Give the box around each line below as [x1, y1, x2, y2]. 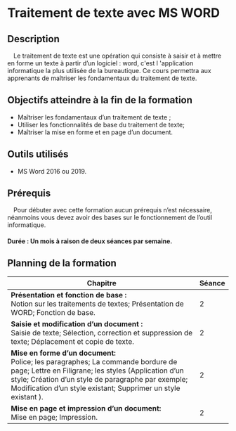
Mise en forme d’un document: [11, 348, 116, 358]
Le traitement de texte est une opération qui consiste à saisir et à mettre [13, 51, 222, 60]
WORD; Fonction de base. [11, 307, 96, 317]
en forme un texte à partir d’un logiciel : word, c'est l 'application [7, 59, 194, 67]
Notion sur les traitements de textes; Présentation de [11, 299, 184, 309]
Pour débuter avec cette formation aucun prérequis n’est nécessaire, [13, 206, 212, 214]
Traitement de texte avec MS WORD [7, 5, 220, 21]
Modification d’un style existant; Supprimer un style [11, 383, 181, 393]
